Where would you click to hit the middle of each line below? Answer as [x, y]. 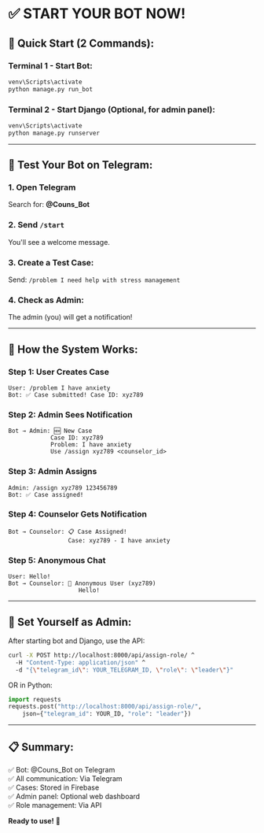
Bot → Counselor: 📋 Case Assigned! [68, 531]
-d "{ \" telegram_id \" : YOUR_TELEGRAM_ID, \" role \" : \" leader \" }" [125, 670]
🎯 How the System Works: [73, 349]
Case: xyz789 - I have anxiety [119, 540]
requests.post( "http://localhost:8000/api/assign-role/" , [105, 707]
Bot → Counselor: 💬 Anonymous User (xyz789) [82, 583]
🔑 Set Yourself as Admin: [70, 622]
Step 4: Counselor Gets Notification [78, 514]
